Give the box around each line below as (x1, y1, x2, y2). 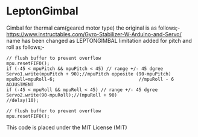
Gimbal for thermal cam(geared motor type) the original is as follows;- (6, 24, 180, 31)
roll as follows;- (6, 43, 45, 51)
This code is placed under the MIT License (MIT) (6, 124, 128, 131)
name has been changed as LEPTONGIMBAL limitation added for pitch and (6, 37, 192, 44)
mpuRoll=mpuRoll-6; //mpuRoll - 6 (6, 76, 174, 82)
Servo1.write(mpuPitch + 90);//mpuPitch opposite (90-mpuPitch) (6, 71, 171, 77)
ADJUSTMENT (6, 81, 34, 88)
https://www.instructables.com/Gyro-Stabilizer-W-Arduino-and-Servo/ (6, 30, 182, 37)
